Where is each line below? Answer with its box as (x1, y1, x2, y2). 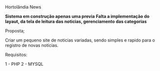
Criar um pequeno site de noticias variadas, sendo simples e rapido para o (5, 37, 155, 43)
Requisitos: (5, 52, 28, 57)
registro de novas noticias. (5, 43, 59, 48)
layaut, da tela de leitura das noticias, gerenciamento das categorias (5, 19, 147, 24)
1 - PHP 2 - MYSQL (5, 61, 44, 67)
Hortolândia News (5, 4, 42, 10)
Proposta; (5, 28, 25, 33)
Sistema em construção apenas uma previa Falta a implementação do (5, 14, 150, 19)
